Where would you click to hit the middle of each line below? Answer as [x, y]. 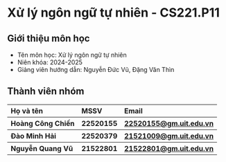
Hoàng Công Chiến [43, 123]
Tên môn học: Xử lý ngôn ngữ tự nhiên [72, 55]
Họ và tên [27, 111]
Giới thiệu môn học [49, 38]
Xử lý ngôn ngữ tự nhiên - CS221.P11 [114, 13]
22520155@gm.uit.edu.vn [168, 123]
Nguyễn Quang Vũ [42, 148]
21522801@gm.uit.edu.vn [168, 148]
